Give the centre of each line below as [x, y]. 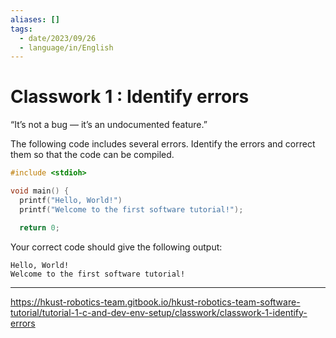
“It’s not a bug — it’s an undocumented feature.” [109, 125]
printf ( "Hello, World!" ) [71, 200]
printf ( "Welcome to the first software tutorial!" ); [131, 209]
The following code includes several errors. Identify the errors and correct [163, 144]
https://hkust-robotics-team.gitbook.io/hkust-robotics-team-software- [155, 302]
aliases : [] [35, 19]
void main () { [40, 191]
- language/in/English [66, 47]
